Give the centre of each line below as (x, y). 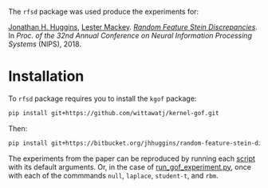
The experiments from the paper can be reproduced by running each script (132, 158)
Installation (46, 76)
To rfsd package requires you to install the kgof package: (102, 98)
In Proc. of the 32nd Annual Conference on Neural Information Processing (130, 36)
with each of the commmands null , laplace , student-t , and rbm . (114, 175)
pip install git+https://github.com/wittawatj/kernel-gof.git (114, 113)
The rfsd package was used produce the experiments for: (104, 12)
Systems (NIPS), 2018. (45, 44)
